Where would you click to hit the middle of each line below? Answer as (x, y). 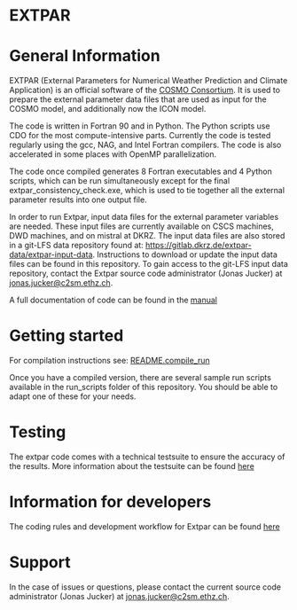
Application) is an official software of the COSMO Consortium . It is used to (145, 90)
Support (40, 563)
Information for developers (110, 502)
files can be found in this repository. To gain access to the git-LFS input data (148, 264)
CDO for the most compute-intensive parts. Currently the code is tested (140, 136)
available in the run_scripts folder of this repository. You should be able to (144, 387)
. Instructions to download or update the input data (185, 254)
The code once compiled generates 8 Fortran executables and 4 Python (141, 172)
